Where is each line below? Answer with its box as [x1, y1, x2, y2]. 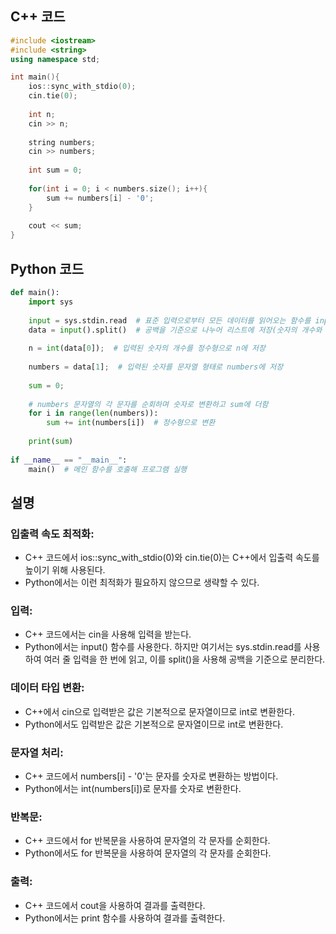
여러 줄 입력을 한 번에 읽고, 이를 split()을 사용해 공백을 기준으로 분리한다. [43, 653, 326, 666]
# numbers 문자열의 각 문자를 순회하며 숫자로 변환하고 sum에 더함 [28, 399, 269, 409]
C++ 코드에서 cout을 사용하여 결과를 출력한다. [24, 899, 206, 911]
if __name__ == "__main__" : [10, 455, 128, 465]
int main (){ [10, 72, 60, 82]
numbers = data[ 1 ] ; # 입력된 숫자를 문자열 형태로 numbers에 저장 [28, 362, 284, 372]
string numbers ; [28, 137, 97, 147]
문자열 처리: [10, 745, 64, 759]
